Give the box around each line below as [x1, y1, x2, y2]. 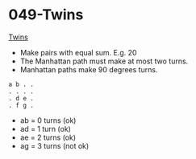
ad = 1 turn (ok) [19, 124, 71, 133]
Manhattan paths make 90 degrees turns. [19, 64, 158, 74]
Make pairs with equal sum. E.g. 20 [19, 47, 137, 57]
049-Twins [8, 6, 84, 24]
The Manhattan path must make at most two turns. [19, 56, 189, 66]
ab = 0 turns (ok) [19, 115, 77, 125]
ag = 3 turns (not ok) [19, 141, 90, 150]
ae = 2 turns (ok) [19, 132, 77, 142]
